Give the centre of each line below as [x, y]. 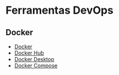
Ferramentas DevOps [59, 10]
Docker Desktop [34, 59]
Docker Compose [36, 65]
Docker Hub [29, 53]
